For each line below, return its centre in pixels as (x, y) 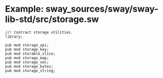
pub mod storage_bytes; (29, 66)
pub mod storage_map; (27, 58)
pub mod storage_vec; (27, 62)
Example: (24, 9)
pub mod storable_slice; (30, 54)
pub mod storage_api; (27, 45)
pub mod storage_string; (30, 71)
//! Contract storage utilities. (39, 32)
